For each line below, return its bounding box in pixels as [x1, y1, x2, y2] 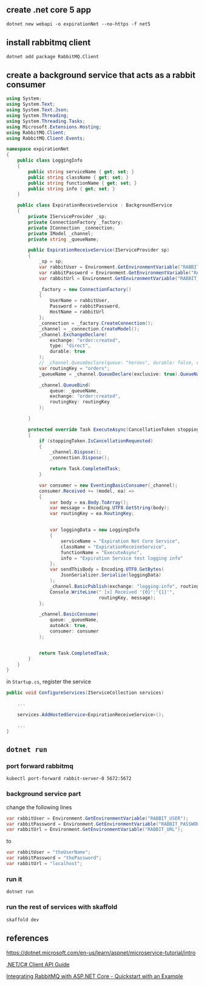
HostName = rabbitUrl [49, 309, 104, 315]
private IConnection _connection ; [28, 225, 115, 231]
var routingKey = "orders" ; [38, 365, 110, 371]
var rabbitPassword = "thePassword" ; [6, 855, 102, 861]
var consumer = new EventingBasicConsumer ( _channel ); [38, 482, 178, 488]
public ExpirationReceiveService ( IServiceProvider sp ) [28, 247, 170, 253]
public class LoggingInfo [17, 157, 83, 163]
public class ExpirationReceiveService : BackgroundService [17, 202, 172, 208]
